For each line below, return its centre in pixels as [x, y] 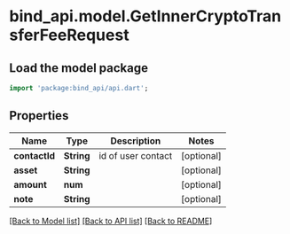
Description [136, 141]
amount [30, 184]
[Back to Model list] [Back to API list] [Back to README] [111, 221]
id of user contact [136, 155]
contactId [35, 155]
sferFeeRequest [70, 35]
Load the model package [79, 68]
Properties [39, 116]
